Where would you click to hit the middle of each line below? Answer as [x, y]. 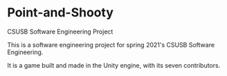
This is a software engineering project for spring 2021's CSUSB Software [111, 45]
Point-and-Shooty [61, 13]
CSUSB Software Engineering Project [60, 31]
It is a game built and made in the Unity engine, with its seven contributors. [114, 65]
